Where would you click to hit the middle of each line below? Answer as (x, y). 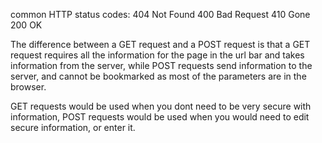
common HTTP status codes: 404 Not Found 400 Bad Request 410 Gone (160, 14)
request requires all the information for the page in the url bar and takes (157, 55)
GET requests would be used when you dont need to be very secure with (161, 106)
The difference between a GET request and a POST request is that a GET (160, 44)
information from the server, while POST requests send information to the (161, 65)
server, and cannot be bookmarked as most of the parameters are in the (158, 76)
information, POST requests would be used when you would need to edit (160, 117)
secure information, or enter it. (73, 127)
